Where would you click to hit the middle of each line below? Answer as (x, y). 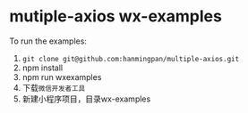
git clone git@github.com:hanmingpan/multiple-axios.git (131, 59)
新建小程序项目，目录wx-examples (86, 99)
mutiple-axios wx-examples (115, 16)
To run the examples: (48, 41)
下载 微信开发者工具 (54, 87)
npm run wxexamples (62, 77)
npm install (43, 68)
